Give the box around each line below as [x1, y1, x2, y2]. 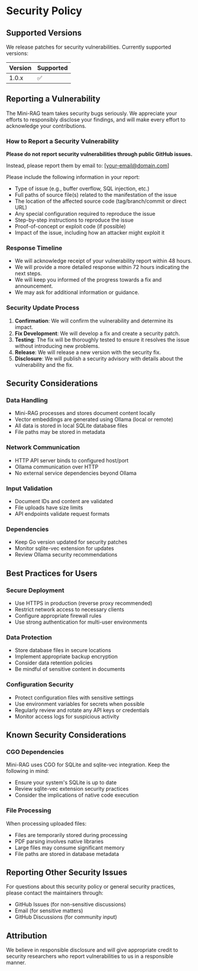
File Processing [6, 806, 51, 815]
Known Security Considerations [6, 730, 126, 740]
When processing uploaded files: [6, 820, 87, 827]
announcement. [14, 283, 53, 290]
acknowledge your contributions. [6, 122, 87, 129]
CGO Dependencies [6, 748, 64, 756]
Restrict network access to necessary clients [14, 606, 125, 613]
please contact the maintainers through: [6, 889, 103, 896]
